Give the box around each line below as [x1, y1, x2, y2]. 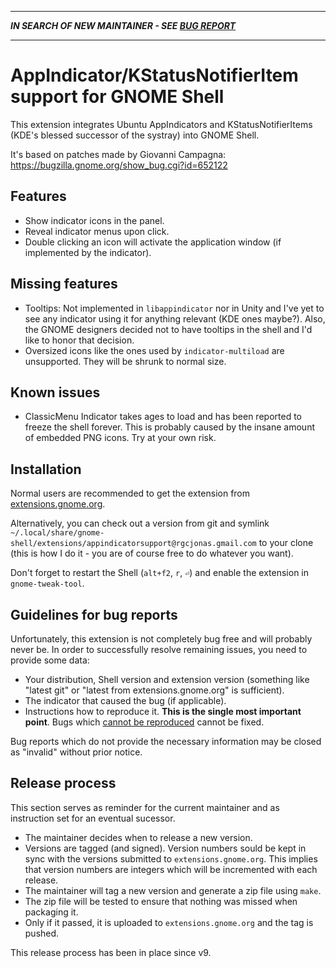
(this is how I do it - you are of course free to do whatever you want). [10, 547, 294, 560]
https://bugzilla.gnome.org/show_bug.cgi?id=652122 [10, 159, 228, 171]
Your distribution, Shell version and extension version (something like [24, 674, 310, 685]
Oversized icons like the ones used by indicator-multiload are [24, 344, 285, 356]
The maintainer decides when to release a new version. [24, 831, 253, 843]
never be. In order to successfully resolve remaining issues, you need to [10, 644, 308, 655]
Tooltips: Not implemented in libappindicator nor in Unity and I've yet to [24, 302, 325, 314]
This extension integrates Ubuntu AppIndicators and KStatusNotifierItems [10, 118, 313, 130]
